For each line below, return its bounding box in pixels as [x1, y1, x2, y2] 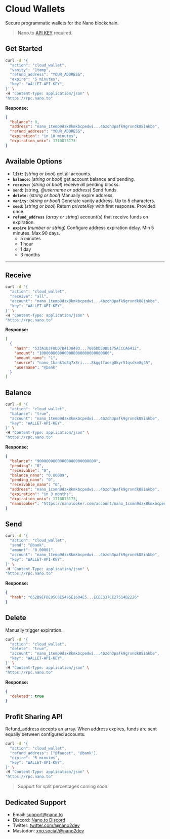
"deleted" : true [10, 694, 44, 699]
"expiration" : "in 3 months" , [10, 492, 73, 497]
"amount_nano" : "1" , [14, 355, 58, 361]
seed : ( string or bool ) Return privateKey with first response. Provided [12, 203, 156, 209]
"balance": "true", [10, 411, 51, 416]
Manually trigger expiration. [5, 627, 63, 633]
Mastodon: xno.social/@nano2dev [12, 827, 84, 833]
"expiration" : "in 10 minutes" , [10, 134, 78, 139]
